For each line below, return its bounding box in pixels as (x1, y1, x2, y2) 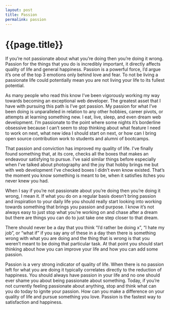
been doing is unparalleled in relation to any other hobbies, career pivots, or (5, 109, 163, 115)
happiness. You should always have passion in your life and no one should (5, 272, 160, 278)
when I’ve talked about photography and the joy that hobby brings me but (5, 162, 159, 168)
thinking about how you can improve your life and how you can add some (5, 246, 158, 252)
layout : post (5, 7, 33, 13)
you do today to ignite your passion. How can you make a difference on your (5, 288, 164, 295)
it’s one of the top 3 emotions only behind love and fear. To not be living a (5, 72, 158, 78)
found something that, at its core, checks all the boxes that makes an (5, 151, 149, 157)
